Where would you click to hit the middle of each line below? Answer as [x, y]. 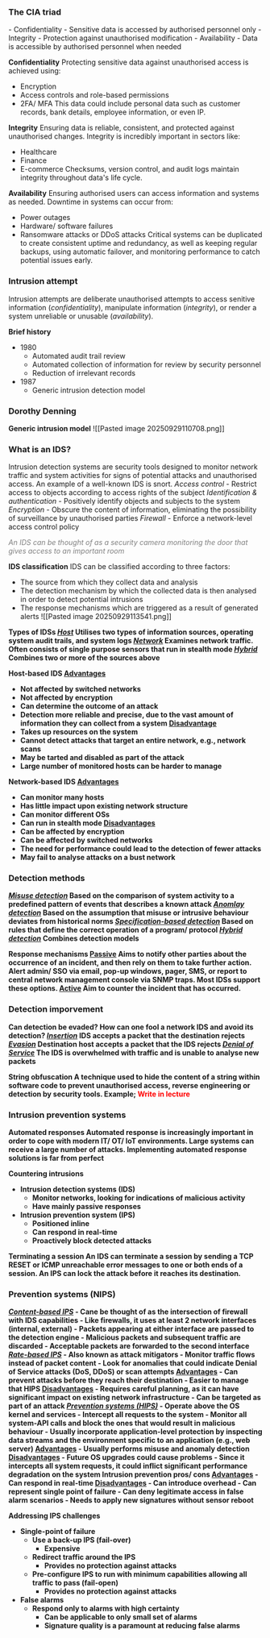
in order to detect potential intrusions [81, 600]
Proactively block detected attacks [91, 1241]
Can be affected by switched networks [86, 840]
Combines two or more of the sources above [84, 658]
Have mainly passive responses [86, 1207]
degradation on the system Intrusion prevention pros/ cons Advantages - [133, 1474]
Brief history [30, 331]
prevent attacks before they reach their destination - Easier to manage [129, 1380]
